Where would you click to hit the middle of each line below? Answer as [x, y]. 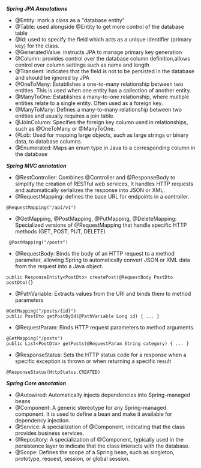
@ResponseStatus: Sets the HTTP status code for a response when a [101, 355]
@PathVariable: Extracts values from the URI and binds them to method [103, 294]
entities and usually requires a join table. [65, 116]
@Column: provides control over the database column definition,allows [103, 58]
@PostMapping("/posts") [38, 242]
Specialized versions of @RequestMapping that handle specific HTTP [101, 225]
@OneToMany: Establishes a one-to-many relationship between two [99, 84]
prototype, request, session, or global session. [72, 459]
